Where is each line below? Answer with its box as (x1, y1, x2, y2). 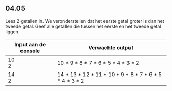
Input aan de (14, 41, 46, 48)
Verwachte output (88, 44, 134, 51)
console (20, 47, 40, 54)
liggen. (5, 28, 20, 35)
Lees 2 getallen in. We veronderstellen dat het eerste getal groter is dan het (5, 17, 165, 24)
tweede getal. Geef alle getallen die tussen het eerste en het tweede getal (5, 23, 161, 29)
